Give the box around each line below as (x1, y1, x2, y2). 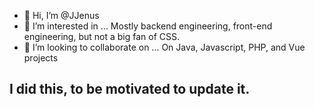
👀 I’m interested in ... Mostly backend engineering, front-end (23, 20, 273, 32)
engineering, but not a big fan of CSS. (23, 31, 181, 42)
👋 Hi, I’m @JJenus (23, 10, 100, 21)
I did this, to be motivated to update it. (9, 81, 251, 98)
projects (23, 52, 59, 64)
